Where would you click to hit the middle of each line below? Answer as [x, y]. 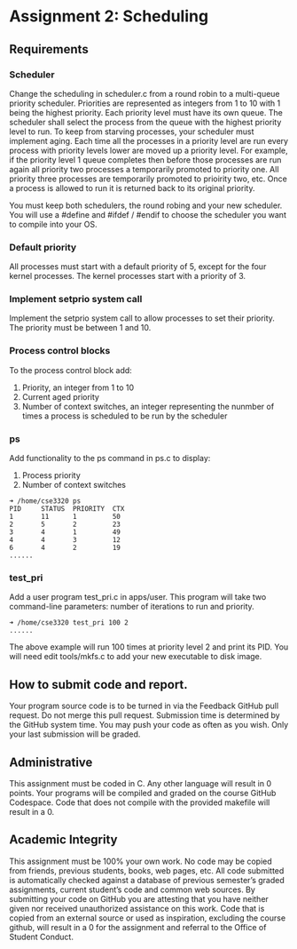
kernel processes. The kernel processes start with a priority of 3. [128, 276]
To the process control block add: [71, 370]
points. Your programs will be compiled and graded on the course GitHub [143, 793]
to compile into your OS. [53, 224]
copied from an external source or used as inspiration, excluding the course [148, 918]
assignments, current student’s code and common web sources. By [132, 889]
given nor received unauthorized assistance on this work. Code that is [137, 908]
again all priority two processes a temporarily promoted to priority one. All [144, 169]
